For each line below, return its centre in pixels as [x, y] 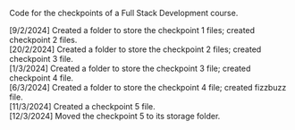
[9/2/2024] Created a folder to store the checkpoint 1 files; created [132, 30]
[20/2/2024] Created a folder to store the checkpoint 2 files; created [135, 49]
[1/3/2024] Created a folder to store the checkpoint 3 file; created [130, 68]
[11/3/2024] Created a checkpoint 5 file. [83, 106]
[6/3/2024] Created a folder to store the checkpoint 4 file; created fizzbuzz [148, 87]
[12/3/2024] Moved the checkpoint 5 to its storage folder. [115, 116]
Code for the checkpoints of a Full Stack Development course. [124, 13]
